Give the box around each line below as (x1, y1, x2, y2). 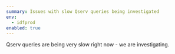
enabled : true (6, 25, 41, 31)
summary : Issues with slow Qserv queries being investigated (6, 8, 160, 15)
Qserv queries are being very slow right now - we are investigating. (6, 41, 170, 48)
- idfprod (11, 19, 35, 25)
